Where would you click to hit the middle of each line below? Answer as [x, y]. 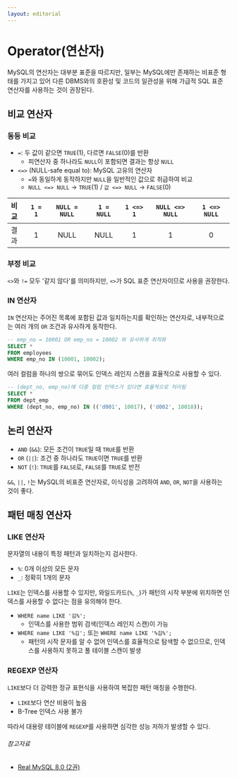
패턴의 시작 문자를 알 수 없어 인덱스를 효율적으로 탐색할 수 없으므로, [120, 641]
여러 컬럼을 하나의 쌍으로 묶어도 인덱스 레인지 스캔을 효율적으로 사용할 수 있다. [115, 374]
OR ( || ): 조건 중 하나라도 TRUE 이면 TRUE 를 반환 [80, 458]
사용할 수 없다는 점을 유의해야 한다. [74, 601]
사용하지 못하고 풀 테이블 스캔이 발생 [91, 651]
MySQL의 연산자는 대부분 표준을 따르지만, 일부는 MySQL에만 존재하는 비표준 [113, 72]
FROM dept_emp [28, 400]
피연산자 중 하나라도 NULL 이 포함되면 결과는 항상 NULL [101, 162]
